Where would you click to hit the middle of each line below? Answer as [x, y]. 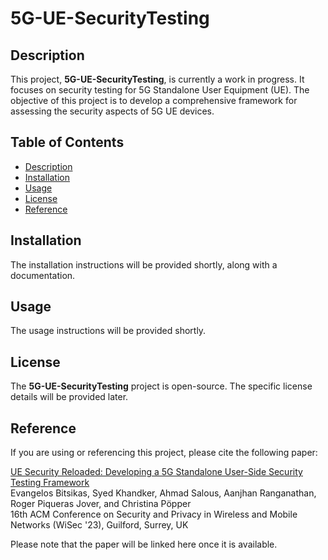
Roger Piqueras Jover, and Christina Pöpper [101, 504]
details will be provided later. [69, 397]
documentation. [43, 275]
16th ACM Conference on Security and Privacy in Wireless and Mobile [154, 514]
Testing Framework [50, 483]
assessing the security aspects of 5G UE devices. [112, 111]
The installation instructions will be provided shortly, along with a [144, 264]
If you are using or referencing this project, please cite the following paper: [164, 453]
